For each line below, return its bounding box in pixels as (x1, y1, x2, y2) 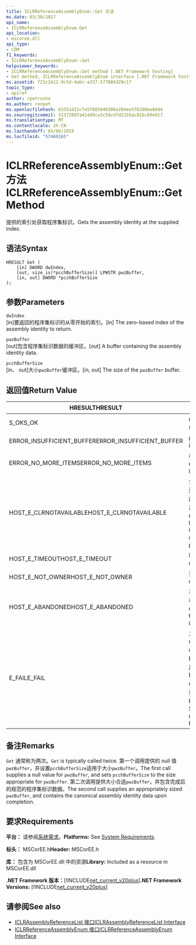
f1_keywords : (6, 52, 38, 58)
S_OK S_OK (9, 419, 38, 427)
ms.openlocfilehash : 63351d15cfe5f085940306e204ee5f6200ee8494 (6, 106, 163, 112)
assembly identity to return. (6, 325, 72, 332)
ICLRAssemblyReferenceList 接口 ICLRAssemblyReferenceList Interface (14, 918, 185, 925)
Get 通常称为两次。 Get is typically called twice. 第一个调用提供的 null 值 (6, 757, 177, 764)
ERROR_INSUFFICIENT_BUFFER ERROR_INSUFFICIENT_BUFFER (9, 437, 183, 445)
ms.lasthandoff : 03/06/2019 (6, 128, 75, 135)
